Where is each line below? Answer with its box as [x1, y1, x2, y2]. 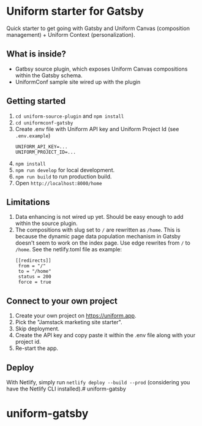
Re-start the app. [15, 344, 59, 352]
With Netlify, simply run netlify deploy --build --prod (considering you [6, 379, 190, 386]
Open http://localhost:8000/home [15, 179, 102, 186]
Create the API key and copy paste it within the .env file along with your [15, 332, 196, 339]
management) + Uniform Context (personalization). [6, 31, 136, 38]
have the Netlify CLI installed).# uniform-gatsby [6, 385, 127, 392]
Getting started [6, 96, 66, 107]
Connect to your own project [6, 295, 118, 306]
